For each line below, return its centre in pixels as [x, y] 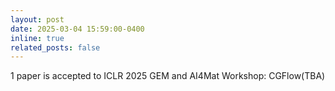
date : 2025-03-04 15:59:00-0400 [77, 29]
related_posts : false [55, 47]
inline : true [37, 38]
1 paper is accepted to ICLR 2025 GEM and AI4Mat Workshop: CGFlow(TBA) [168, 76]
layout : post [37, 19]
